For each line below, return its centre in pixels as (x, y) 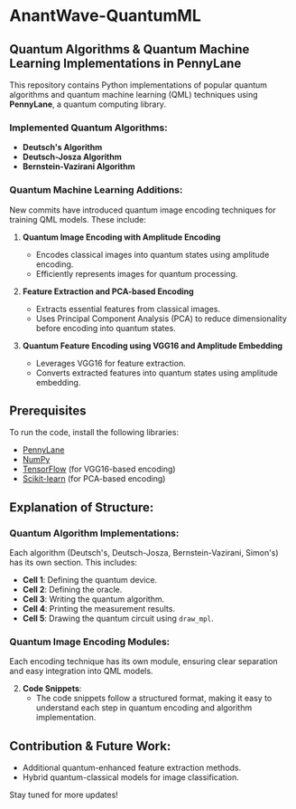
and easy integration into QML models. (81, 671)
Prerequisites (48, 410)
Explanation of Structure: (82, 507)
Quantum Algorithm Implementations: (94, 533)
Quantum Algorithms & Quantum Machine (129, 49)
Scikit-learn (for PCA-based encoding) (94, 479)
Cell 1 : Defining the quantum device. (90, 580)
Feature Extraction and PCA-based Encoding (108, 291)
